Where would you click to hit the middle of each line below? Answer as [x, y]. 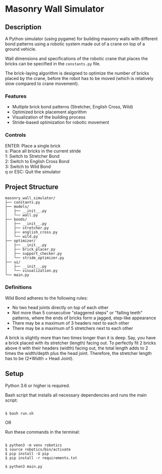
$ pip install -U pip [27, 453]
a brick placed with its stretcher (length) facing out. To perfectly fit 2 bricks [81, 343]
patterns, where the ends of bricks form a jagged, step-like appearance [84, 318]
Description [23, 27]
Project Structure [32, 187]
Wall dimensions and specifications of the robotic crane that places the [76, 59]
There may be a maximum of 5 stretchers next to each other [72, 328]
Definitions [19, 288]
